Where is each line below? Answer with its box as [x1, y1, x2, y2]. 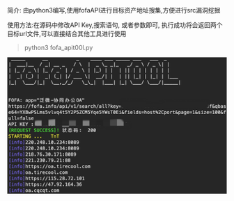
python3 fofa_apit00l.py [24, 44, 93, 51]
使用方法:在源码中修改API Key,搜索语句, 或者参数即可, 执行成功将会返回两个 [7, 21, 223, 29]
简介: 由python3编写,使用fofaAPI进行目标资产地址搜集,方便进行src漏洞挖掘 [7, 6, 221, 14]
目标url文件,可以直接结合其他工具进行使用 [7, 30, 127, 38]
